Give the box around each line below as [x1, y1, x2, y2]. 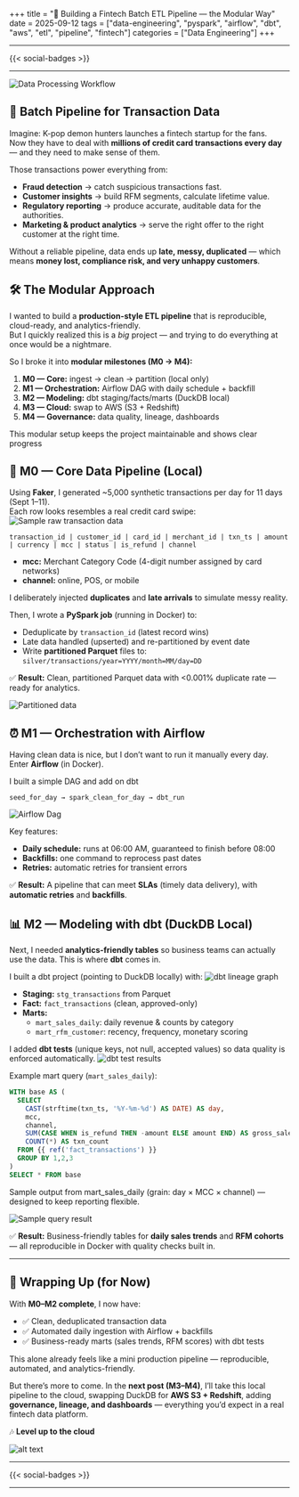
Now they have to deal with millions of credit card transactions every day [9, 137, 283, 148]
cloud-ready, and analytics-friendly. [9, 320, 141, 330]
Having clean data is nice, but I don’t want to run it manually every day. [9, 749, 269, 761]
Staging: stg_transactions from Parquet [21, 989, 171, 999]
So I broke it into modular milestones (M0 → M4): [9, 356, 193, 367]
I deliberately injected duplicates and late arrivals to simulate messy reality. [9, 592, 288, 603]
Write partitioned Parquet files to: [21, 646, 147, 656]
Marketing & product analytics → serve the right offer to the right [21, 219, 264, 230]
